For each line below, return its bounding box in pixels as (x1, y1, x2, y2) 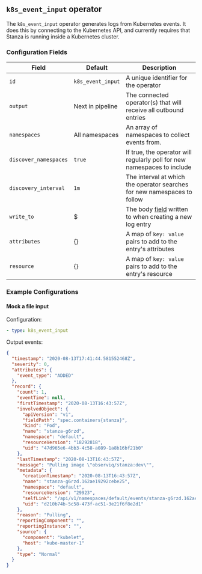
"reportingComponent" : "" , (17, 518, 85, 524)
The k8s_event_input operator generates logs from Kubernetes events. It (6, 20, 186, 27)
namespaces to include (126, 163, 192, 171)
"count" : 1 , (17, 389, 47, 395)
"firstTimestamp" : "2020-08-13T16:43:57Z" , (17, 400, 128, 406)
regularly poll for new (126, 156, 186, 164)
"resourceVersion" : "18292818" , (22, 439, 103, 446)
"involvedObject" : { (17, 406, 69, 412)
